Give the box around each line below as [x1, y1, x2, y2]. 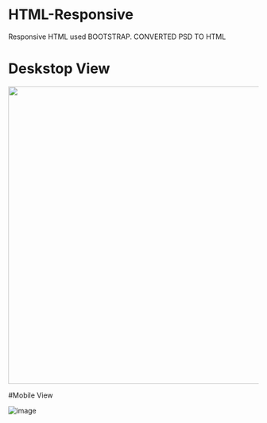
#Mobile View [8, 390, 53, 400]
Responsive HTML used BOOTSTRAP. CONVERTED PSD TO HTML [8, 32, 226, 41]
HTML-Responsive [8, 6, 133, 24]
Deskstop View [8, 60, 110, 78]
